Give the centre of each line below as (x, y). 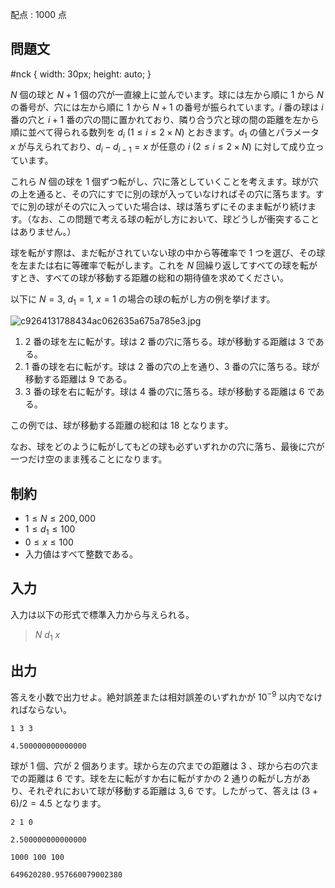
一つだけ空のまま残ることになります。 (89, 459)
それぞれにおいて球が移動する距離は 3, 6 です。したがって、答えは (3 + (172, 790)
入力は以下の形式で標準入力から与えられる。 (102, 614)
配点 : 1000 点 (39, 14)
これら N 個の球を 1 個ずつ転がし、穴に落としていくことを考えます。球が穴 (164, 182)
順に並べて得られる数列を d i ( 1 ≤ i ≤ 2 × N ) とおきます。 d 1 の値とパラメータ (165, 133)
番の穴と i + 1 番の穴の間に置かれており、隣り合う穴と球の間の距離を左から (165, 119)
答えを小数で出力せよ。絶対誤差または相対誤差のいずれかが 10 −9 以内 (153, 696)
